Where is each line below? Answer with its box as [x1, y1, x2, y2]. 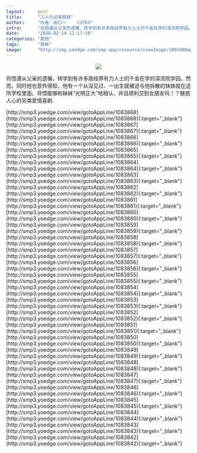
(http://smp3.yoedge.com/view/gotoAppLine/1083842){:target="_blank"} [6, 439, 183, 447]
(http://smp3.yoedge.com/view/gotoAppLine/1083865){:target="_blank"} [6, 152, 183, 159]
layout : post [6, 8, 49, 15]
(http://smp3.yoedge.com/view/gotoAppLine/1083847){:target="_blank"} [6, 377, 182, 384]
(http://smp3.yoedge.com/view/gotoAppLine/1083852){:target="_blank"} [6, 315, 182, 322]
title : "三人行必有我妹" [6, 14, 74, 20]
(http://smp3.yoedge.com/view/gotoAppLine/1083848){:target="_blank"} [6, 365, 183, 372]
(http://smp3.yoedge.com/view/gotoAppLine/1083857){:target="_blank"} [6, 252, 182, 259]
